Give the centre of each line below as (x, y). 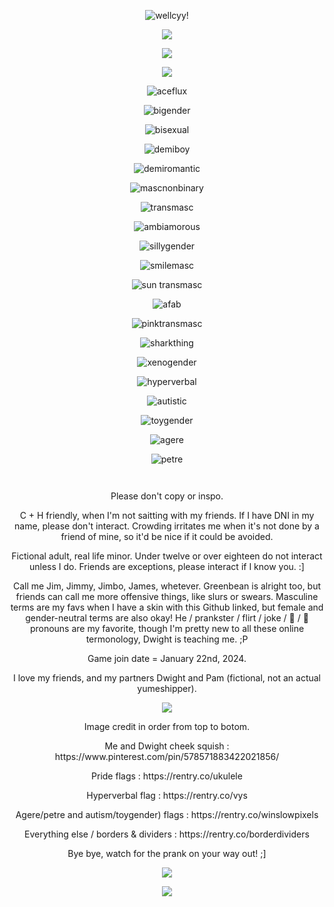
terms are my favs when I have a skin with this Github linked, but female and (167, 607)
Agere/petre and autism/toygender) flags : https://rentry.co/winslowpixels (167, 814)
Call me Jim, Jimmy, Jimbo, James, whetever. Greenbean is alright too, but (167, 586)
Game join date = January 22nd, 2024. (167, 658)
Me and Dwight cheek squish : (167, 746)
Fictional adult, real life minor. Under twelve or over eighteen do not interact (167, 556)
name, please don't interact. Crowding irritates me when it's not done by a (167, 526)
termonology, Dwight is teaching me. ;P (167, 639)
